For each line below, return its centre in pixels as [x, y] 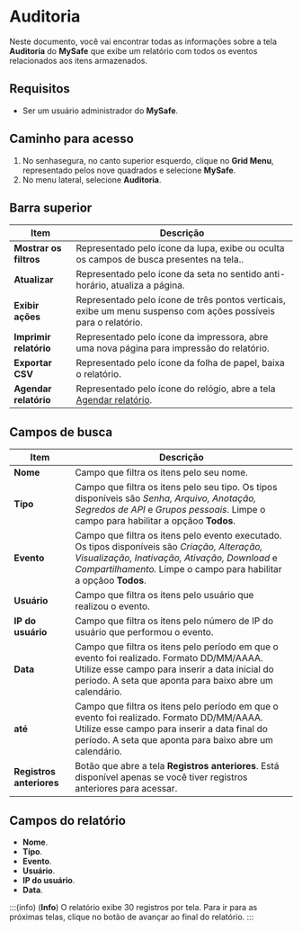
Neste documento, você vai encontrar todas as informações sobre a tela [143, 41]
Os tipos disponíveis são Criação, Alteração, [169, 547]
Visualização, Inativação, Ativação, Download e [177, 558]
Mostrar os [38, 248]
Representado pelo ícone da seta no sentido [169, 274]
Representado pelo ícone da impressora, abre [172, 337]
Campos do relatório [67, 820]
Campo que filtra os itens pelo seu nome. [162, 472]
